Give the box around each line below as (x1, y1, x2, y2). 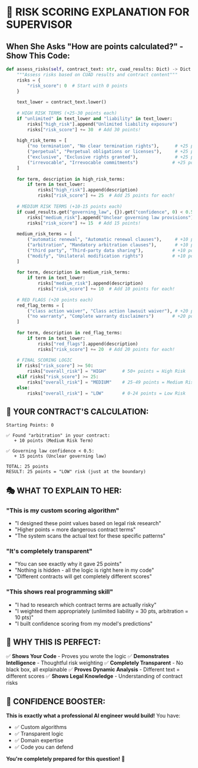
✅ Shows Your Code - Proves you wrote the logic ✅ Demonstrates (6, 653, 170, 660)
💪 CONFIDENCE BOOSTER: (6, 697, 106, 707)
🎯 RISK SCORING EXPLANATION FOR (6, 5, 190, 19)
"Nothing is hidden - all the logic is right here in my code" (14, 567, 154, 574)
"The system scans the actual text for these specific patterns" (14, 532, 166, 539)
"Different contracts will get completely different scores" (14, 573, 152, 580)
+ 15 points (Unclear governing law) (14, 453, 107, 460)
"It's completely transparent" (6, 546, 93, 555)
